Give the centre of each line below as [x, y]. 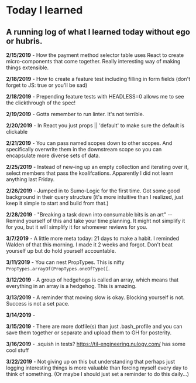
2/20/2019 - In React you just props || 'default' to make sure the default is [95, 126]
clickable [17, 132]
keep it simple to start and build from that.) [57, 203]
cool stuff [18, 350]
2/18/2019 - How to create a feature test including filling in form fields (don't [98, 79]
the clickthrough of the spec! [41, 103]
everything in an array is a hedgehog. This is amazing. [71, 286]
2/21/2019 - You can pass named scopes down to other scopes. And [89, 143]
